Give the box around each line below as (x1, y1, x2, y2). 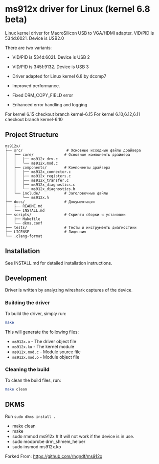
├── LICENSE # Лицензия (5, 229, 87, 234)
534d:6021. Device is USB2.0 (5, 35, 64, 41)
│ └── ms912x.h (5, 195, 49, 200)
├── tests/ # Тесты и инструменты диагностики (5, 225, 137, 230)
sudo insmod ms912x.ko (12, 443, 61, 449)
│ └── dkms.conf (5, 220, 43, 226)
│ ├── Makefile (5, 217, 41, 221)
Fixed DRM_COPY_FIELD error (12, 92, 73, 98)
